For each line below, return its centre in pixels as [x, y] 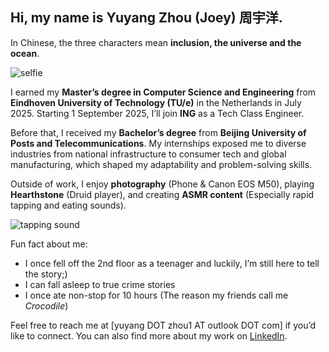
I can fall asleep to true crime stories [100, 284]
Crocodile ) [46, 305]
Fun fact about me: [49, 244]
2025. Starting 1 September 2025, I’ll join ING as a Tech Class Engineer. [157, 113]
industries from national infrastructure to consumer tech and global [148, 154]
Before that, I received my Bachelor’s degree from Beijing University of [158, 132]
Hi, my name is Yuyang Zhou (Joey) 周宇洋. [146, 18]
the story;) [46, 274]
